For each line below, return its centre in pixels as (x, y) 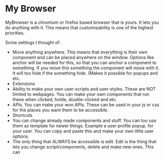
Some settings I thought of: (33, 42)
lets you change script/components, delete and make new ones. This (83, 147)
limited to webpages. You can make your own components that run (81, 94)
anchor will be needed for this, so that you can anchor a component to (84, 62)
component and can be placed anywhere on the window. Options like (83, 57)
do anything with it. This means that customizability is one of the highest (79, 27)
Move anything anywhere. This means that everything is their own (80, 52)
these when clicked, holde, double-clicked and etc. (65, 99)
